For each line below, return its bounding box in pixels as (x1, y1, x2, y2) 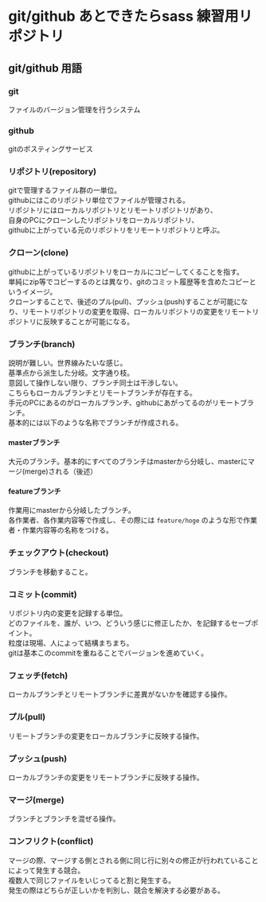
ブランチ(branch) (8, 338, 76, 349)
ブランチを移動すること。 (8, 567, 92, 576)
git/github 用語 (8, 61, 82, 75)
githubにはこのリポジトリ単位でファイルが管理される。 (8, 196, 190, 205)
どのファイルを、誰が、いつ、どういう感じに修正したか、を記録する (8, 619, 231, 628)
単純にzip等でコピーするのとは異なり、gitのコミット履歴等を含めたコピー (8, 276, 249, 287)
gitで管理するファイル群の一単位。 (8, 185, 122, 195)
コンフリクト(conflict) (8, 836, 94, 847)
